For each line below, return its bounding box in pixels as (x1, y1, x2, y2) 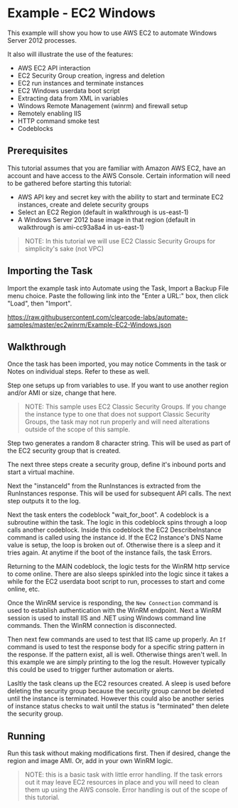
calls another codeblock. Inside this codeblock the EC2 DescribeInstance (7, 525, 222, 535)
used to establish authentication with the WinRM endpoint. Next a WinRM (7, 607, 222, 615)
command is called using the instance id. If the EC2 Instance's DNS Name (7, 533, 224, 542)
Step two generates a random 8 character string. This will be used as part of (7, 439, 231, 448)
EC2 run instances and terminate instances (17, 78, 144, 87)
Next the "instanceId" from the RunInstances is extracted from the (7, 482, 201, 490)
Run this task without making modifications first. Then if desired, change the (7, 749, 231, 757)
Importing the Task (7, 265, 93, 277)
